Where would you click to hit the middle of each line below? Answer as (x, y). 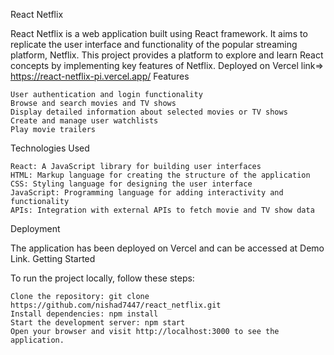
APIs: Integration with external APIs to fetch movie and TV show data (162, 210)
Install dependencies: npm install (84, 314)
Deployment (35, 228)
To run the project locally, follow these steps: (102, 278)
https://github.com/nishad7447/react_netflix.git (116, 305)
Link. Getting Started (53, 258)
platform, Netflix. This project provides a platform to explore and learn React (167, 55)
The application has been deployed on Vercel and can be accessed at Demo (167, 248)
